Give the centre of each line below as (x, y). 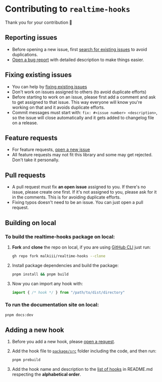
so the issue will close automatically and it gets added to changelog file (83, 117)
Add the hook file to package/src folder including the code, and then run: (84, 351)
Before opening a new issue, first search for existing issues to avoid (80, 49)
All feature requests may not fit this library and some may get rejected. (82, 155)
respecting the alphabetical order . (46, 374)
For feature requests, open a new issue (51, 149)
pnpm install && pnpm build (40, 274)
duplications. (25, 54)
